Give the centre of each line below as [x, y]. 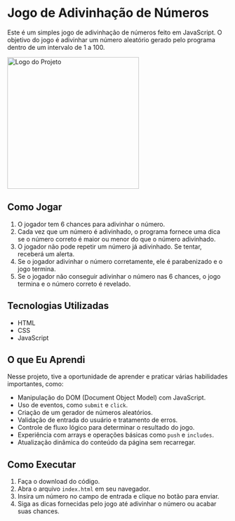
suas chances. [38, 511]
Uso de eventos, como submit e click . [73, 405]
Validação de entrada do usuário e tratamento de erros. [98, 420]
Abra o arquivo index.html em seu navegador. [84, 489]
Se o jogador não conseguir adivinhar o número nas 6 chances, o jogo [119, 276]
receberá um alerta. [46, 253]
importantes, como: [35, 384]
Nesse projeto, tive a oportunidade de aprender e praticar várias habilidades [117, 376]
